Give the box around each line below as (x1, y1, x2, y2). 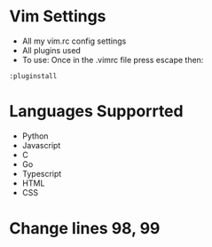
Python (21, 131, 49, 141)
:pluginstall (9, 71, 58, 81)
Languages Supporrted (9, 101, 184, 122)
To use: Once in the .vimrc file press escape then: (21, 54, 204, 65)
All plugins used (21, 44, 82, 55)
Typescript (21, 168, 62, 179)
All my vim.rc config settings (21, 36, 127, 46)
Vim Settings (9, 6, 106, 27)
